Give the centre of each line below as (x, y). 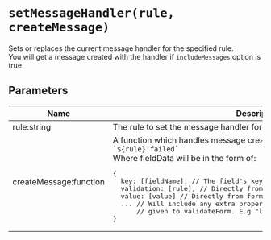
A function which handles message (179, 140)
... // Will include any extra (178, 203)
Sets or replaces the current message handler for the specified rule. (121, 48)
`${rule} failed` (146, 149)
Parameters (38, 91)
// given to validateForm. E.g (194, 211)
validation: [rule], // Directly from (192, 188)
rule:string (31, 126)
